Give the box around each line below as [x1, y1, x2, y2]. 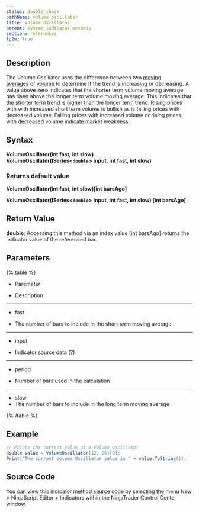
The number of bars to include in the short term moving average [14, 320, 172, 327]
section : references [6, 31, 57, 37]
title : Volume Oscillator [6, 20, 70, 25]
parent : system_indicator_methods [6, 25, 92, 31]
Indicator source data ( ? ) [14, 349, 75, 356]
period [14, 365, 31, 373]
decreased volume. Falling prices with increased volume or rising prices [6, 111, 182, 118]
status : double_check [6, 8, 60, 15]
